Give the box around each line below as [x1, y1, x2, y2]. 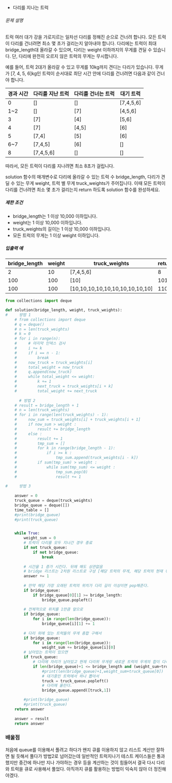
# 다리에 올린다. [41, 683, 73, 688]
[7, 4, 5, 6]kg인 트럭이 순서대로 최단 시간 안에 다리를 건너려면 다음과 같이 [10, 71, 156, 77]
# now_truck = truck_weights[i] [14, 360, 93, 365]
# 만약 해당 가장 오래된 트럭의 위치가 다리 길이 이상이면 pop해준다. [24, 583, 149, 588]
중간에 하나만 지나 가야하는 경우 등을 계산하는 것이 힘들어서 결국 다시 [18, 759, 156, 766]
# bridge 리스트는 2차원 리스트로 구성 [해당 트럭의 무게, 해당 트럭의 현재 [24, 569, 163, 574]
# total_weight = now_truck [14, 365, 83, 370]
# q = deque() [14, 322, 45, 327]
